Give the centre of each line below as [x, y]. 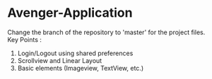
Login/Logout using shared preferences [75, 53]
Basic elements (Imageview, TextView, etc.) [80, 68]
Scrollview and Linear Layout [60, 60]
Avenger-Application [70, 13]
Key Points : [25, 39]
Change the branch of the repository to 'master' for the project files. [106, 32]
